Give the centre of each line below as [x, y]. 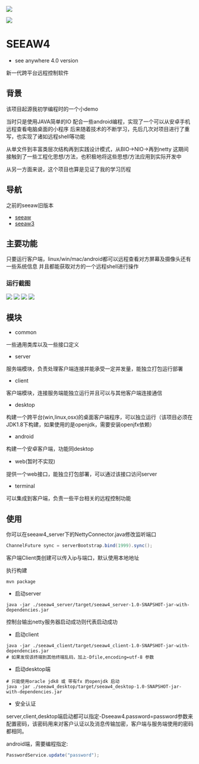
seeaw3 [24, 223]
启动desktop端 [33, 669]
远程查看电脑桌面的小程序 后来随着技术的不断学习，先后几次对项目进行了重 [98, 129]
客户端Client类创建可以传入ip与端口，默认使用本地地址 [73, 558]
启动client [27, 635]
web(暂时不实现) [35, 461]
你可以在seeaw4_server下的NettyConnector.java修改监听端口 [81, 534]
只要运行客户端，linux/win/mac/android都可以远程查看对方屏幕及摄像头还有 [99, 259]
